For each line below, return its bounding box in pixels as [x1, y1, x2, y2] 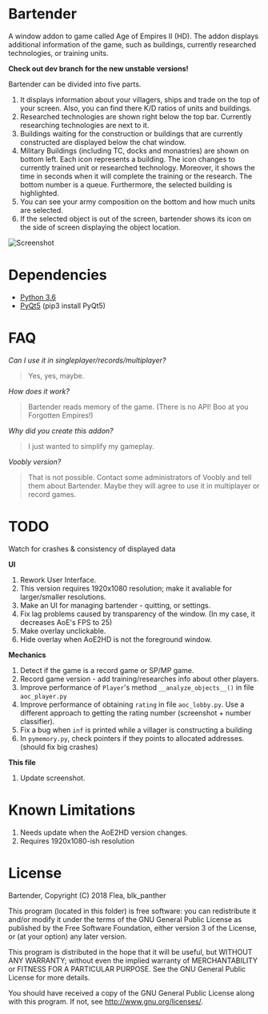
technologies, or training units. [8, 48, 109, 58]
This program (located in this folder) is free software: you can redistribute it [8, 906, 257, 916]
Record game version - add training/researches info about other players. [19, 674, 259, 683]
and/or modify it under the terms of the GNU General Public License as [8, 914, 242, 924]
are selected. [19, 205, 64, 214]
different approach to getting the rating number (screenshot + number [19, 707, 252, 717]
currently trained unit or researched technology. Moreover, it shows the [19, 162, 255, 172]
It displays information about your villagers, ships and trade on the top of [19, 94, 260, 104]
